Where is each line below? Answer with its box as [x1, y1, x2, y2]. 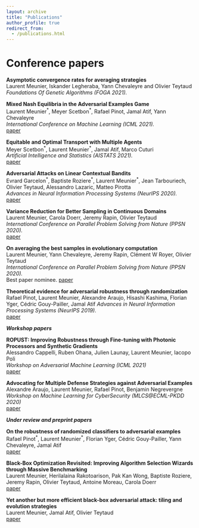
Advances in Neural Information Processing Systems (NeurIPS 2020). [6, 190, 178, 197]
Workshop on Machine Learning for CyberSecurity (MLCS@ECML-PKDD [6, 392, 185, 399]
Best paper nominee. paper [6, 277, 73, 284]
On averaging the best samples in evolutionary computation [6, 245, 158, 252]
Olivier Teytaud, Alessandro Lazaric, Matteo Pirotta [6, 184, 131, 191]
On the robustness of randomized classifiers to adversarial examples [6, 428, 181, 435]
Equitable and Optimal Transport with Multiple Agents [6, 138, 142, 145]
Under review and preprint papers [6, 417, 92, 424]
